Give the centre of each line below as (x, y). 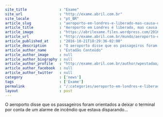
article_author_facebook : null (39, 68)
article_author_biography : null (39, 59)
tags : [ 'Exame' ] (44, 82)
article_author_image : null (39, 55)
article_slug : (33, 23)
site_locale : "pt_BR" (42, 18)
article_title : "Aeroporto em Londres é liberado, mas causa (81, 28)
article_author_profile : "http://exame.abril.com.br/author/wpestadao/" (83, 64)
